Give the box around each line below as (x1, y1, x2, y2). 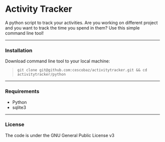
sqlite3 (12, 104, 26, 110)
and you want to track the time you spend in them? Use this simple (5, 25, 140, 30)
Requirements (5, 88, 40, 95)
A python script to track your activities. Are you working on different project (5, 20, 158, 26)
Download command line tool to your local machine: (5, 58, 110, 64)
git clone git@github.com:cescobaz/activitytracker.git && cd (17, 68, 147, 73)
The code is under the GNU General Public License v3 (5, 132, 114, 138)
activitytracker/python (17, 72, 66, 77)
